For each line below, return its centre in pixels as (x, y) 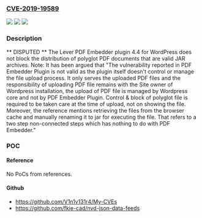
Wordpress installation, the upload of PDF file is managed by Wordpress (97, 91)
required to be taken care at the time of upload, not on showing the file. (96, 104)
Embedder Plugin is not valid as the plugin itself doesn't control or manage (100, 71)
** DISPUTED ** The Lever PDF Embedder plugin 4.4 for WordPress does (99, 52)
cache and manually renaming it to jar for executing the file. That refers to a (102, 117)
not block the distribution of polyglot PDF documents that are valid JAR (96, 58)
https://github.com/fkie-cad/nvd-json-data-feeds (77, 208)
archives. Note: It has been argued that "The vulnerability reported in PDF (99, 65)
